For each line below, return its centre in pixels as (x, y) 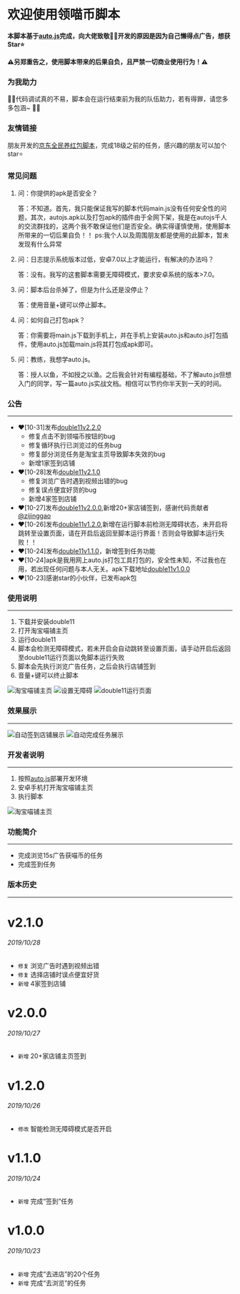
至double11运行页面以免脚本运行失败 (71, 658)
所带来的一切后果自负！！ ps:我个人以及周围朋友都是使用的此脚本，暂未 (123, 235)
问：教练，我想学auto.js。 (56, 359)
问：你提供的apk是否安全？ (57, 193)
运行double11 (37, 640)
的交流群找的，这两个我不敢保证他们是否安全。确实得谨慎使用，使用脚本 (124, 226)
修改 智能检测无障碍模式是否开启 (65, 1128)
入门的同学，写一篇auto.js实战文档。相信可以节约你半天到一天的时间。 (121, 383)
